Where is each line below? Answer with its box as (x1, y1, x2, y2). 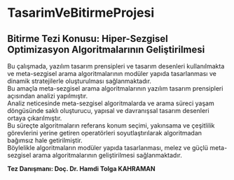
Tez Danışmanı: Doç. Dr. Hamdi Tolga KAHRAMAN (7, 165, 156, 172)
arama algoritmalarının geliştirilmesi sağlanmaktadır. (32, 151, 182, 159)
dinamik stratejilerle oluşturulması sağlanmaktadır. (7, 77, 152, 85)
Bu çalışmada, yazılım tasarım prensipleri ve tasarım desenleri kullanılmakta (7, 62, 225, 70)
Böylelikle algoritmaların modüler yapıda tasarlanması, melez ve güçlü (7, 144, 209, 151)
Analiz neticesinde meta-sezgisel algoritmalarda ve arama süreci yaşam (7, 99, 215, 107)
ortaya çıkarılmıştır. (7, 114, 62, 122)
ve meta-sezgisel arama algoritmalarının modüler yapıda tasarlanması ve (7, 70, 217, 77)
